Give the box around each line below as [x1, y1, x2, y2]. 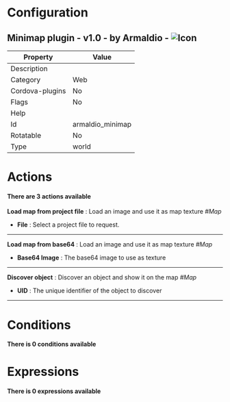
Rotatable [10, 131, 42, 140]
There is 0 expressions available [7, 387, 101, 395]
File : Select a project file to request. [16, 221, 120, 229]
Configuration [7, 5, 89, 21]
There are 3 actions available [7, 192, 91, 200]
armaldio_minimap [73, 120, 132, 129]
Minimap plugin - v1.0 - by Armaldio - [7, 32, 169, 44]
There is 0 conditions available [7, 340, 97, 349]
